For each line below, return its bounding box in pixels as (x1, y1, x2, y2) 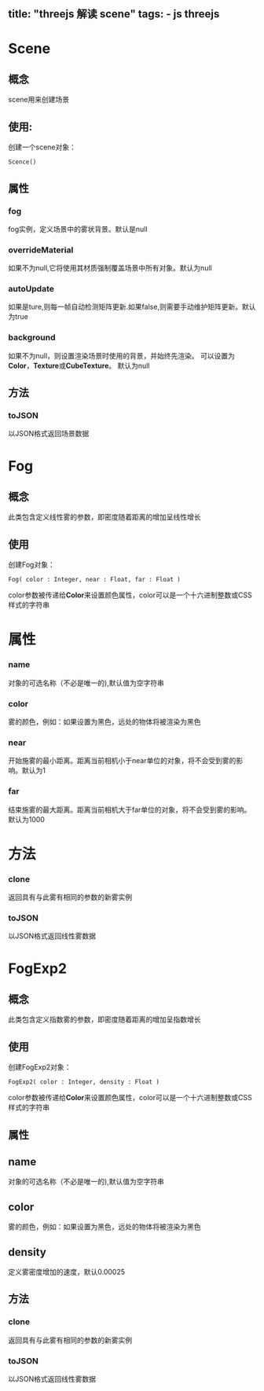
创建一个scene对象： (8, 142, 76, 152)
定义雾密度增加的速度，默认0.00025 (8, 1268, 126, 1277)
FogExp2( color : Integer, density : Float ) (8, 1078, 159, 1086)
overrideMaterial (8, 244, 74, 255)
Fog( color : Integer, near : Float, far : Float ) (8, 576, 181, 584)
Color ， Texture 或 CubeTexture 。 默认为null (8, 361, 150, 370)
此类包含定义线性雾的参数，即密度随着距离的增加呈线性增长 (8, 512, 201, 522)
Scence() (8, 158, 37, 167)
